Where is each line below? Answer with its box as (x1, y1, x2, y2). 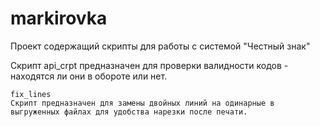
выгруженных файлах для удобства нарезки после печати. (10, 107, 248, 117)
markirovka (10, 7, 108, 30)
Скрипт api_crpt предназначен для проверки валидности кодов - (10, 59, 289, 71)
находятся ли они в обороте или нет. (10, 70, 168, 82)
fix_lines (10, 89, 52, 99)
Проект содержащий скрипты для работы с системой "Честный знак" (10, 40, 311, 52)
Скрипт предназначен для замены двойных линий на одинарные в (10, 98, 275, 108)
